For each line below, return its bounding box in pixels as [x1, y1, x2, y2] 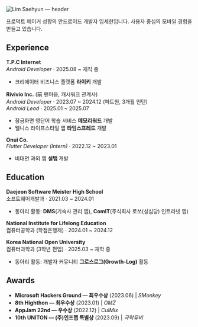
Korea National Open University [6, 238, 86, 245]
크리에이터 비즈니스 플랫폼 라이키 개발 [14, 78, 102, 85]
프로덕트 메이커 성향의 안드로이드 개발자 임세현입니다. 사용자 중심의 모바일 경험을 [6, 18, 193, 25]
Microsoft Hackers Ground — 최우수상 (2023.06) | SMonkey [14, 292, 161, 299]
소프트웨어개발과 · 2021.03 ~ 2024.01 [6, 195, 95, 202]
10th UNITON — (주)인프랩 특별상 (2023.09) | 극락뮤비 [14, 314, 144, 321]
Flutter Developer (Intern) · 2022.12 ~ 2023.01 [6, 142, 117, 149]
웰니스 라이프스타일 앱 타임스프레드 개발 [14, 124, 107, 132]
